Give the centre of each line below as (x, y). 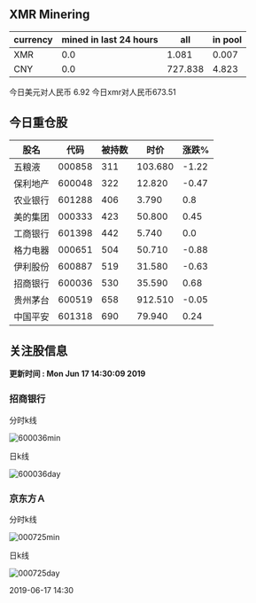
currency (33, 39)
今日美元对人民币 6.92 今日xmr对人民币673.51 (93, 91)
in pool (227, 39)
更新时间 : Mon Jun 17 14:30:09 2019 (78, 374)
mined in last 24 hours (110, 39)
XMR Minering (50, 15)
